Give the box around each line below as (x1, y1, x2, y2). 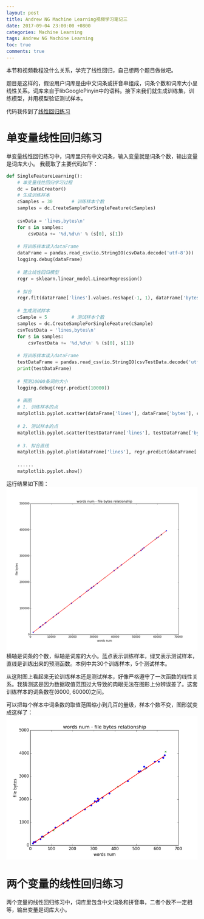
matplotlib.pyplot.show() (17, 469, 83, 475)
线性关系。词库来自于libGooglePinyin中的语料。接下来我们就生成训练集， (6, 87, 189, 94)
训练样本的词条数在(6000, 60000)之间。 (6, 688, 107, 696)
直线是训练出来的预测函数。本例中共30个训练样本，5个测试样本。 (6, 660, 171, 668)
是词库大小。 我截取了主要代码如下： (6, 160, 98, 167)
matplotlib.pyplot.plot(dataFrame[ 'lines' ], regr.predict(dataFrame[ (17, 449, 197, 455)
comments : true (6, 49, 45, 55)
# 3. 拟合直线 (17, 442, 49, 449)
